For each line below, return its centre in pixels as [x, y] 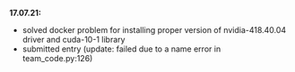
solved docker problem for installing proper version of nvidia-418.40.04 [154, 30]
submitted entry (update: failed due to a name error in [121, 49]
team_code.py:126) [57, 58]
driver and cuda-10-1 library [74, 40]
